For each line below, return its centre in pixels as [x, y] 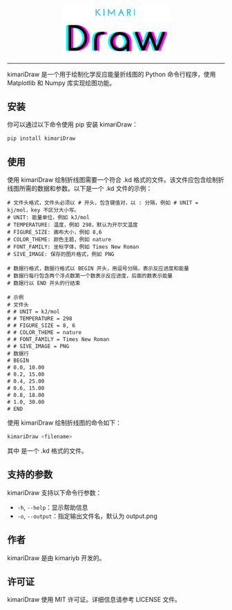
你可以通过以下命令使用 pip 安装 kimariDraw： [73, 124]
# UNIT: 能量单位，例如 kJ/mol [48, 218]
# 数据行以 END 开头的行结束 [44, 284]
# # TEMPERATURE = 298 [40, 319]
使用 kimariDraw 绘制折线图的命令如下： [65, 423]
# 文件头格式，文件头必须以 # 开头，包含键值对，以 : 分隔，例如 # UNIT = [103, 203]
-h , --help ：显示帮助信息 [52, 507]
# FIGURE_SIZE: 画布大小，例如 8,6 [55, 232]
